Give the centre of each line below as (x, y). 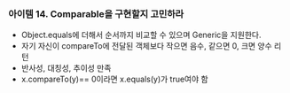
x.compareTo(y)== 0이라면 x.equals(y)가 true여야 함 (115, 79)
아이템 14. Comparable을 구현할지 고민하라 (96, 13)
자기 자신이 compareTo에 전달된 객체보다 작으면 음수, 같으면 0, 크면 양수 (146, 46)
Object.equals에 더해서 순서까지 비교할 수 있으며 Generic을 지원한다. (141, 35)
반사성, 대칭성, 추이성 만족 (66, 68)
